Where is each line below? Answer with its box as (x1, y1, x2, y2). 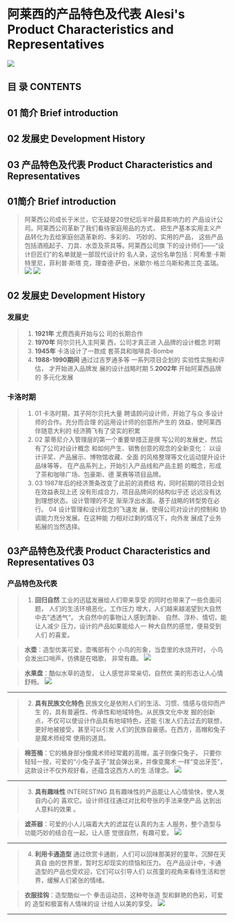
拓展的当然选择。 (34, 522, 84, 531)
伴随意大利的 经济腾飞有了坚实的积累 (34, 427, 141, 435)
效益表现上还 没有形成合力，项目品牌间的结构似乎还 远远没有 (40, 488, 216, 496)
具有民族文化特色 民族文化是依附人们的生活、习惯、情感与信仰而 (34, 699, 220, 707)
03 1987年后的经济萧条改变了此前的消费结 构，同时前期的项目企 (34, 479, 218, 488)
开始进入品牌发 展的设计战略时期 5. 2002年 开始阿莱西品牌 (54, 364, 221, 372)
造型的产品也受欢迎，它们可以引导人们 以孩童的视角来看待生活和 (34, 867, 220, 875)
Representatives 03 (7, 556, 95, 568)
